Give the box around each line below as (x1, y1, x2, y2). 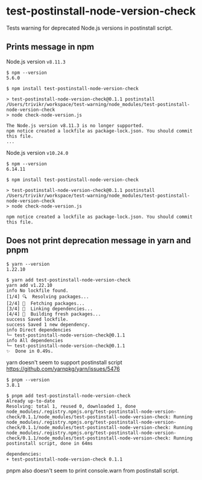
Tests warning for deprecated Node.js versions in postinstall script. (6, 24, 173, 31)
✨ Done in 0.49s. (6, 348, 54, 354)
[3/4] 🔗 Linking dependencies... (6, 306, 93, 312)
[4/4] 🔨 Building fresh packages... (6, 311, 101, 317)
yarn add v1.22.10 (6, 282, 52, 288)
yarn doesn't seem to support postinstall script (6, 358, 122, 366)
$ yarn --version (6, 261, 50, 267)
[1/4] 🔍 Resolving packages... (6, 294, 89, 300)
